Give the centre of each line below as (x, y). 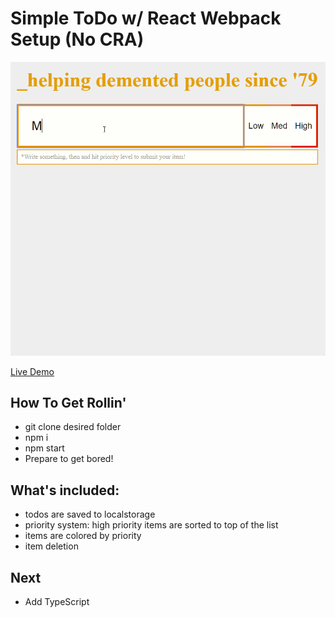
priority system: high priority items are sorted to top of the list (151, 525)
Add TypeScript (57, 601)
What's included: (65, 490)
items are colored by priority (83, 536)
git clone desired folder (73, 427)
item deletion (51, 546)
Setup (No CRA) (77, 39)
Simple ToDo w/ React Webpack (146, 18)
